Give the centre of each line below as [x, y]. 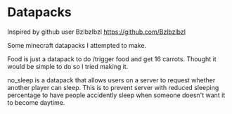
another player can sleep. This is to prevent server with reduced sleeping [113, 87]
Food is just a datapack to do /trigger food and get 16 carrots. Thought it [112, 59]
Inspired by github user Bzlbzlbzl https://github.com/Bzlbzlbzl [97, 32]
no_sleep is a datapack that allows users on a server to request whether [111, 80]
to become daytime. [36, 102]
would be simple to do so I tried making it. [68, 66]
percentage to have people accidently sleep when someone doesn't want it [116, 95]
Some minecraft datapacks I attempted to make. [77, 45]
